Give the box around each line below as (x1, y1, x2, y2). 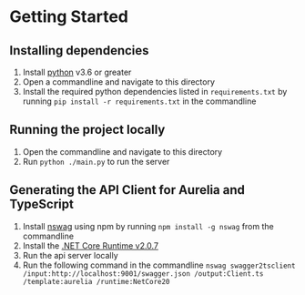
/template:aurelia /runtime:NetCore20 (22, 277, 170, 286)
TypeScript (9, 197, 75, 212)
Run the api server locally (22, 249, 118, 260)
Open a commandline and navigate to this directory (22, 76, 216, 87)
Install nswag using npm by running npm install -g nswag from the (22, 220, 275, 231)
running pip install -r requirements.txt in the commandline (22, 96, 257, 107)
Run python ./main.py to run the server (22, 156, 170, 167)
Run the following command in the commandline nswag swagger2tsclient (22, 259, 296, 270)
